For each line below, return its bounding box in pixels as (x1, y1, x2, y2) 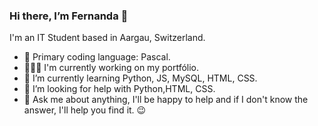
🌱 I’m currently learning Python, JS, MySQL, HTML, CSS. (23, 72, 258, 84)
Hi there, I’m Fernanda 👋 (9, 9, 129, 23)
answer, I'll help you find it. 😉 (23, 104, 147, 116)
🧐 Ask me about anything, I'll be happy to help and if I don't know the (23, 94, 309, 106)
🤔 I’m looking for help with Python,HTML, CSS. (23, 83, 216, 95)
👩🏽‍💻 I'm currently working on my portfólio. (23, 62, 200, 74)
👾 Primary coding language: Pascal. (23, 51, 171, 63)
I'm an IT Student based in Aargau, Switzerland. (9, 32, 206, 44)
